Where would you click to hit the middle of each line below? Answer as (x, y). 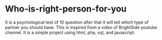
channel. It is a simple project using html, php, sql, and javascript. (70, 32)
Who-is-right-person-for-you (66, 9)
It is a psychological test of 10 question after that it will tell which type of (77, 22)
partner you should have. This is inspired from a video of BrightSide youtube (81, 27)
